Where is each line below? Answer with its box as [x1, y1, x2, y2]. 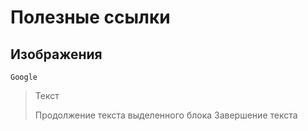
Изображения [10, 46, 103, 63]
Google [10, 72, 38, 82]
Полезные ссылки [10, 6, 171, 29]
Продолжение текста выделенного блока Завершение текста [34, 109, 298, 121]
